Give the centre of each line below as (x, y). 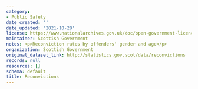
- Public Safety (26, 17)
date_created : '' (27, 22)
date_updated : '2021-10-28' (41, 28)
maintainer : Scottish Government (47, 39)
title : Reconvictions (33, 77)
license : (17, 33)
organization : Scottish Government (50, 50)
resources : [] (24, 66)
